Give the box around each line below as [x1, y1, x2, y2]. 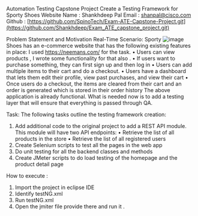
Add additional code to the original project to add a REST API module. [14, 123, 187, 129]
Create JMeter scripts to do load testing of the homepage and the [14, 154, 178, 161]
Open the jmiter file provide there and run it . [14, 203, 125, 210]
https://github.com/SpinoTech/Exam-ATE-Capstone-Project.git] [29, 18, 186, 25]
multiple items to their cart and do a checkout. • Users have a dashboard [6, 68, 187, 74]
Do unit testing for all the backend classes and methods [14, 148, 153, 155]
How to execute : [6, 172, 48, 179]
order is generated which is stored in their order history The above [6, 87, 171, 93]
